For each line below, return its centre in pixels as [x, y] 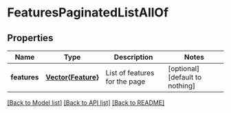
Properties [30, 38]
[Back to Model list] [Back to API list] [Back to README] [86, 103]
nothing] [182, 86]
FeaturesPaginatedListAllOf [88, 13]
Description [133, 57]
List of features [130, 73]
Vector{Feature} [73, 77]
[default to [185, 77]
